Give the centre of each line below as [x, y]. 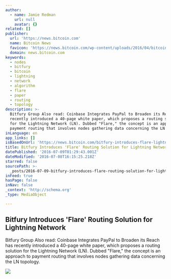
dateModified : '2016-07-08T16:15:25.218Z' [51, 157]
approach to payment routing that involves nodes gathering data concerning [85, 256]
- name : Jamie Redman [33, 15]
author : [13, 10]
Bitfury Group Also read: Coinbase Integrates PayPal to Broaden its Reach [82, 240]
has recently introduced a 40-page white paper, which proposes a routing [83, 245]
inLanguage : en [21, 133]
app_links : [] [20, 138]
